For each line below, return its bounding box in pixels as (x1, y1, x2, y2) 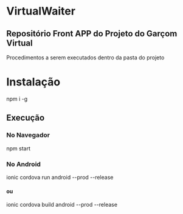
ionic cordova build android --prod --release (6, 201, 117, 209)
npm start (6, 144, 31, 152)
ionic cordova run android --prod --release (6, 173, 114, 181)
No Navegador (6, 131, 50, 139)
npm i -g (6, 95, 28, 102)
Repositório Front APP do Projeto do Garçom (6, 28, 178, 39)
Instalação (6, 75, 61, 89)
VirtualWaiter (6, 4, 76, 18)
